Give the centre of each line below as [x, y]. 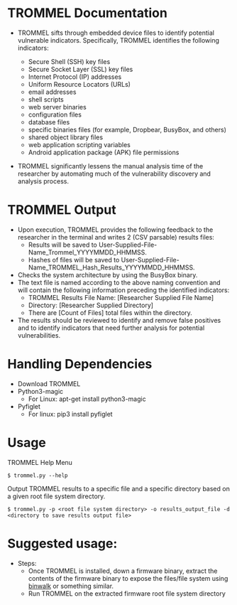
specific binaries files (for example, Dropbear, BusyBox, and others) [127, 129]
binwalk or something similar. [71, 586]
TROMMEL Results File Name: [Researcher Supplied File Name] [121, 297]
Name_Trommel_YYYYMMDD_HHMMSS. [88, 252]
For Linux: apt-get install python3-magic [87, 399]
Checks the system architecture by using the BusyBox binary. [108, 274]
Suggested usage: [62, 544]
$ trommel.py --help [38, 475]
